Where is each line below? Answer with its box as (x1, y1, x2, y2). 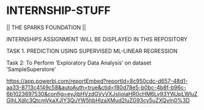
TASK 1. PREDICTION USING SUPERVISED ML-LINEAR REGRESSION (6, 47, 178, 55)
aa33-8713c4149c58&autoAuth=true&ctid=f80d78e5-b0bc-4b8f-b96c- (6, 83, 187, 91)
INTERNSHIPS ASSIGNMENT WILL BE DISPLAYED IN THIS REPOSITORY (6, 35, 188, 43)
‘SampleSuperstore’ (6, 65, 56, 73)
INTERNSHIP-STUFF (6, 4, 111, 18)
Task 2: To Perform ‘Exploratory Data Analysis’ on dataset (6, 59, 151, 66)
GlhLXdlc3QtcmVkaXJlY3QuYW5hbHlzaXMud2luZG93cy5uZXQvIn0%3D (6, 97, 191, 104)
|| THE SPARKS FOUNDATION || (6, 24, 87, 31)
